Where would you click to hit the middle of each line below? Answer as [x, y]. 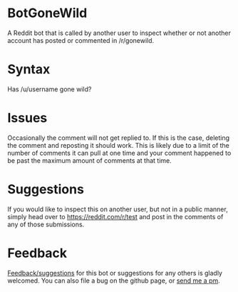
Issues [27, 118]
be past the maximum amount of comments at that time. [90, 160]
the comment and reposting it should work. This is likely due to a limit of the [119, 145]
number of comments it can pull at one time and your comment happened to [119, 153]
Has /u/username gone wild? [50, 89]
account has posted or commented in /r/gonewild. [81, 40]
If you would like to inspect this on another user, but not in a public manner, [118, 209]
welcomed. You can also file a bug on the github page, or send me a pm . [114, 281]
